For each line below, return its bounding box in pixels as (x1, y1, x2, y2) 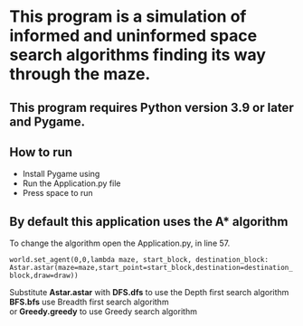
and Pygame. (9, 114, 86, 129)
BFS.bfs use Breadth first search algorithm (9, 296, 169, 308)
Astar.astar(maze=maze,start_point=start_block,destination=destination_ (9, 264, 294, 273)
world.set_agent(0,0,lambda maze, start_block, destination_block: (9, 256, 270, 265)
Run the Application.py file (22, 178, 121, 189)
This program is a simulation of (9, 6, 247, 27)
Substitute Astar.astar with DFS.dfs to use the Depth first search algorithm (9, 287, 289, 298)
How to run (9, 144, 73, 160)
